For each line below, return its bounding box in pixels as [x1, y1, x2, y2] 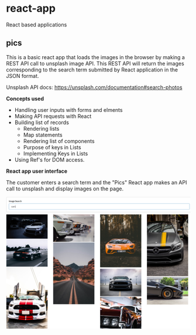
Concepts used [6, 95, 44, 102]
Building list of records [14, 119, 69, 126]
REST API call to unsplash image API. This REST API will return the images [6, 60, 184, 67]
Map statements [23, 131, 63, 138]
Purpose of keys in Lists [23, 143, 81, 151]
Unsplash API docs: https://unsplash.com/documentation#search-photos [6, 84, 183, 91]
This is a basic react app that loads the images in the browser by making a [6, 53, 185, 60]
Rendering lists [23, 125, 60, 132]
